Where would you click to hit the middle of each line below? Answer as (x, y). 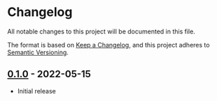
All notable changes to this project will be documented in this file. (101, 31)
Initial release (36, 91)
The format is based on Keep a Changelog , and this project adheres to (108, 45)
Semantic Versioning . (38, 52)
